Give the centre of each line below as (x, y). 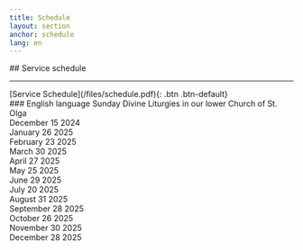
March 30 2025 (38, 152)
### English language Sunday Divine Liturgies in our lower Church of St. (143, 103)
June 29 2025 (36, 180)
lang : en (26, 43)
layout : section (40, 26)
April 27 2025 (35, 161)
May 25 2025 (34, 171)
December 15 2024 (45, 123)
